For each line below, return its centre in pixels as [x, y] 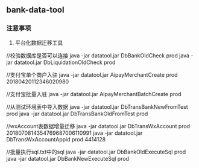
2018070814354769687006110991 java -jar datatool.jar [74, 133]
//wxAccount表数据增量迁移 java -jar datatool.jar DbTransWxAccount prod [98, 126]
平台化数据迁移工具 [39, 42]
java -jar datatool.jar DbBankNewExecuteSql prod [68, 158]
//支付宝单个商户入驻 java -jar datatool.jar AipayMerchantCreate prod [92, 74]
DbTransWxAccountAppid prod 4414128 [56, 139]
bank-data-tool [35, 10]
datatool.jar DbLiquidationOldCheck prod [65, 62]
